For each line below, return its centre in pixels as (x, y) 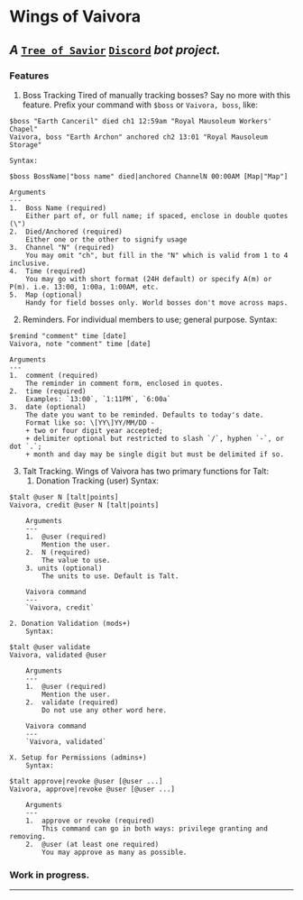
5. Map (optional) (46, 295)
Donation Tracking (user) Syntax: (97, 481)
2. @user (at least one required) (92, 844)
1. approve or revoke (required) (90, 821)
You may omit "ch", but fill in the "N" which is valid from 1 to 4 (157, 255)
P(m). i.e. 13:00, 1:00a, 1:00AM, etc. (84, 287)
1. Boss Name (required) (58, 208)
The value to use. (76, 560)
